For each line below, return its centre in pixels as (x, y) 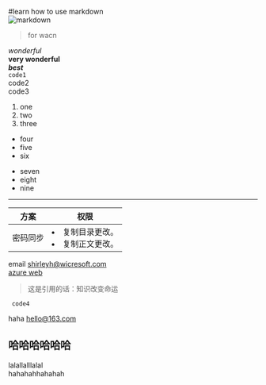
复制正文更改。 (91, 244)
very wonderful (34, 59)
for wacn (42, 35)
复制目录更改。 (91, 232)
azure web (25, 272)
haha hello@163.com (42, 318)
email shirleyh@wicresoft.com (57, 264)
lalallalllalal (26, 365)
